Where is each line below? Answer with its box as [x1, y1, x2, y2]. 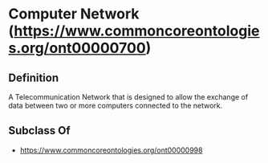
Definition [8, 71, 59, 84]
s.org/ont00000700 [8, 39, 146, 57]
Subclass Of [8, 124, 71, 137]
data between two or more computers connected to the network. [8, 101, 223, 110]
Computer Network [8, 5, 140, 23]
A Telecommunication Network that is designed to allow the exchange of [8, 92, 249, 101]
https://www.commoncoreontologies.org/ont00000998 [19, 145, 203, 155]
